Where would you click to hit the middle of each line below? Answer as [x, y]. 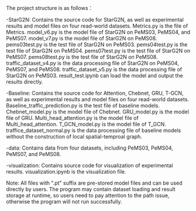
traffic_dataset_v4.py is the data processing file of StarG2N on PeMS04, [93, 63]
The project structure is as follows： [50, 8]
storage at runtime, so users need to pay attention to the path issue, [88, 195]
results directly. [25, 82]
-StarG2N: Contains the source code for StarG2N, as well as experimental [95, 20]
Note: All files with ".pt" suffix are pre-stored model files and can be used [94, 183]
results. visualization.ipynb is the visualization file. [66, 172]
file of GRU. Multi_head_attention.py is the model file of [72, 118]
